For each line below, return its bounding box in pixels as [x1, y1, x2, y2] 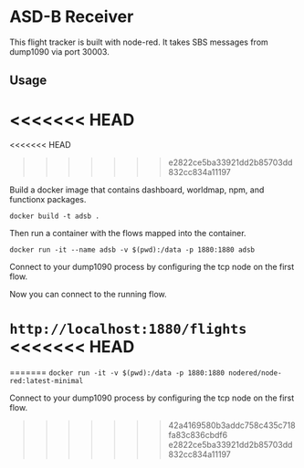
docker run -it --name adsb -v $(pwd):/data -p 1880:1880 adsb [9, 245, 256, 255]
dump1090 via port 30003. [9, 46, 110, 57]
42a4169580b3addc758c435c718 [168, 420, 296, 431]
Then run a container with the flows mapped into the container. [9, 228, 246, 239]
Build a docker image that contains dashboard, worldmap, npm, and [9, 184, 265, 195]
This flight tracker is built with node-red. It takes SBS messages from [9, 36, 269, 47]
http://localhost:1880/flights [9, 321, 247, 338]
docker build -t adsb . [9, 212, 100, 221]
